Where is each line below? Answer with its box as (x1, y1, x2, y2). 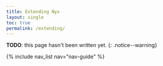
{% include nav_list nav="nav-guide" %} (6, 53, 105, 60)
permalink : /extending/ (6, 25, 66, 32)
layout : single (6, 14, 44, 20)
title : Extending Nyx (6, 8, 60, 15)
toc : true (6, 20, 31, 26)
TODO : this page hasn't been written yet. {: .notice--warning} (6, 42, 157, 49)
